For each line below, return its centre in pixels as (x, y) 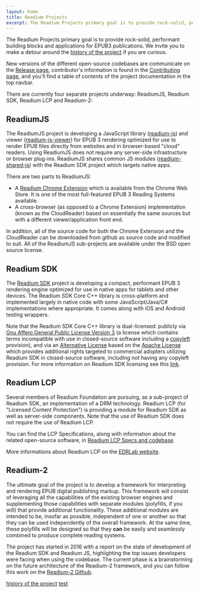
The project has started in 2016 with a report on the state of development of (99, 547)
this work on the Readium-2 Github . (49, 572)
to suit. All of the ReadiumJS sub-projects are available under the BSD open (98, 244)
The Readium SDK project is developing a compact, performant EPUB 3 (93, 283)
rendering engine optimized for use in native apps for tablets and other (92, 289)
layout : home (22, 12)
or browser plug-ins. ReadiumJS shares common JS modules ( (83, 159)
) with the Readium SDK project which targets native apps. (100, 165)
